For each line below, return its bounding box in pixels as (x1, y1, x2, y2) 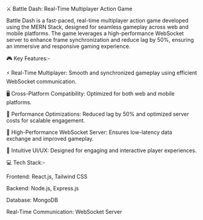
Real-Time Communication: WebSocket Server (6, 208, 122, 215)
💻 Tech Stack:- (6, 159, 45, 166)
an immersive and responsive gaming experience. (6, 42, 131, 50)
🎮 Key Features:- (6, 55, 50, 62)
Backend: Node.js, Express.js (6, 185, 79, 192)
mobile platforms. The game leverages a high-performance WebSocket (6, 30, 184, 37)
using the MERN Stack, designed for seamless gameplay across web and (6, 24, 189, 30)
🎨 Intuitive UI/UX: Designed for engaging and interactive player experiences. (6, 147, 197, 154)
